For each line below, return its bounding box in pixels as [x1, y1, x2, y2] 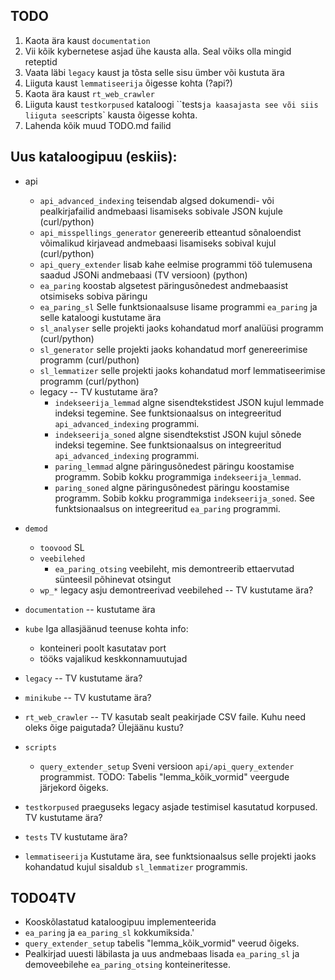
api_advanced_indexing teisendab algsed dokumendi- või [39, 194, 275, 206]
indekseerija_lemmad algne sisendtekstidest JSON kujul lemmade [54, 396, 325, 408]
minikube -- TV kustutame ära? [24, 691, 152, 703]
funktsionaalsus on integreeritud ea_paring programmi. [54, 502, 281, 514]
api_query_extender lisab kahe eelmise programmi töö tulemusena [39, 258, 313, 270]
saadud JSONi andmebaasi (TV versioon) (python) [39, 269, 248, 281]
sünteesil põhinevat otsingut [54, 573, 172, 585]
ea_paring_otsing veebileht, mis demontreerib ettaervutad [54, 562, 295, 574]
